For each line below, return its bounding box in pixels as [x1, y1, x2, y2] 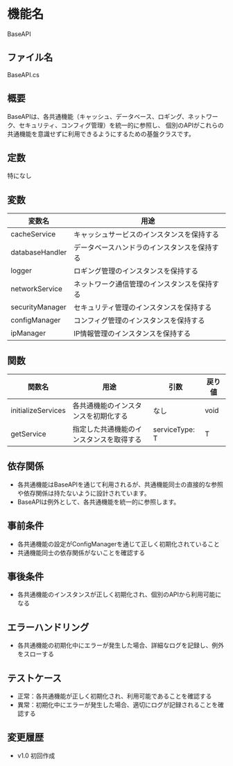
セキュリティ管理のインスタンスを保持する [74, 303, 212, 313]
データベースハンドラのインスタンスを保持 [74, 243, 212, 252]
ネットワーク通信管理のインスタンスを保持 [74, 279, 213, 289]
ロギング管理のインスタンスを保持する [74, 266, 199, 276]
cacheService [10, 229, 56, 239]
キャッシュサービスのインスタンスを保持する [74, 230, 220, 240]
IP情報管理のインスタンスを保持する [74, 329, 191, 339]
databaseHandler [10, 247, 67, 257]
